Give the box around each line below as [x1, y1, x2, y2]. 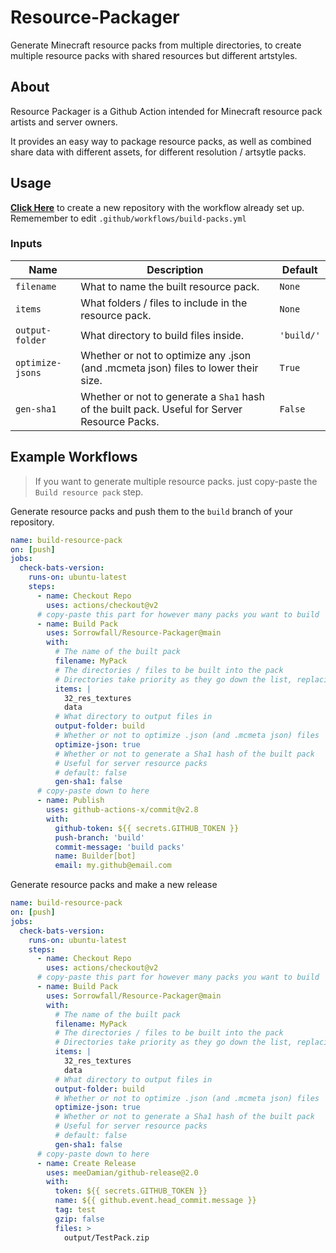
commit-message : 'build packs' [54, 842, 186, 852]
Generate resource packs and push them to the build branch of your [10, 505, 293, 517]
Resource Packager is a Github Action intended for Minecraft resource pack [10, 105, 323, 117]
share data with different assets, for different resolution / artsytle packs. [10, 146, 307, 158]
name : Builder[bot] [54, 851, 137, 861]
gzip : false [54, 1214, 105, 1224]
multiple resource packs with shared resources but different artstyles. [10, 49, 298, 61]
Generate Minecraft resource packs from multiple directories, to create [10, 39, 302, 51]
